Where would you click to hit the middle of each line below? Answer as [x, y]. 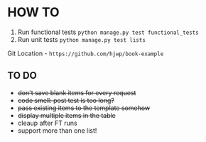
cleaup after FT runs [47, 123]
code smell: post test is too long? [66, 100]
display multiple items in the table [66, 115]
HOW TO [33, 12]
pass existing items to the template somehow [84, 108]
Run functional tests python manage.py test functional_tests [108, 32]
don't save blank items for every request [77, 92]
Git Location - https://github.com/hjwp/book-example [86, 53]
